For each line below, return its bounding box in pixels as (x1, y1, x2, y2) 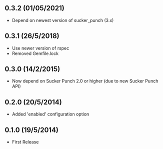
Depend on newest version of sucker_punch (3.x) (11, 17, 114, 23)
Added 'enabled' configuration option (11, 111, 89, 117)
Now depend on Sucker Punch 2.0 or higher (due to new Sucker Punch (11, 78, 158, 84)
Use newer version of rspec (11, 45, 69, 51)
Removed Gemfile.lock (11, 50, 58, 56)
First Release (11, 139, 39, 145)
